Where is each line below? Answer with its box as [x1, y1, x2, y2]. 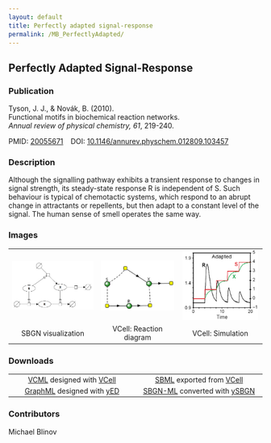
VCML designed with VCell [27, 374, 117, 384]
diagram [123, 332, 152, 343]
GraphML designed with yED [24, 386, 119, 395]
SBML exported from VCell [154, 374, 244, 384]
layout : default [8, 13, 63, 21]
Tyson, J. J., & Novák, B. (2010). [8, 103, 115, 113]
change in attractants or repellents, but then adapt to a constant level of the [8, 200, 260, 210]
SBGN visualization [21, 328, 85, 338]
